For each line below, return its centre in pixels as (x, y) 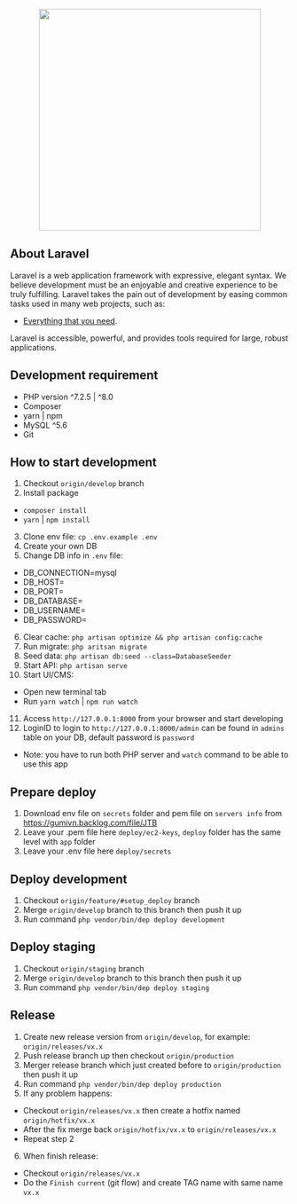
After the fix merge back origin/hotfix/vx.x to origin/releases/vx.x (150, 1129)
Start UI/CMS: (48, 675)
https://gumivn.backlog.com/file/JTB (90, 823)
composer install (55, 511)
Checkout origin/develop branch (83, 484)
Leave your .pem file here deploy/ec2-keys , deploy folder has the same (152, 832)
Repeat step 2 (48, 1138)
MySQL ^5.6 (45, 425)
